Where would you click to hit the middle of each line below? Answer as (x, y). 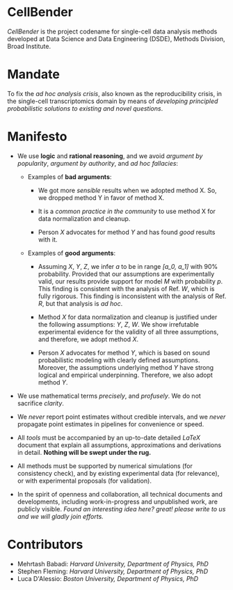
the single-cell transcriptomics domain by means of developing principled (113, 101)
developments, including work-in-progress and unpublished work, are (117, 502)
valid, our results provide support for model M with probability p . (130, 281)
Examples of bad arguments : (70, 177)
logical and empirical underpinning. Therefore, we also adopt (126, 375)
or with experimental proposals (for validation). (84, 481)
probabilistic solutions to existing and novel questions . (85, 108)
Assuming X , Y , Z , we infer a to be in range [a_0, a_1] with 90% (128, 266)
